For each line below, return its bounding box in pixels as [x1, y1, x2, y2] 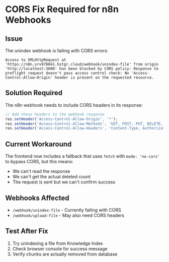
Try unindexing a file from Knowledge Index [12, 240, 103, 246]
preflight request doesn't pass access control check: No [5, 71, 129, 76]
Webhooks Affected [5, 193, 69, 202]
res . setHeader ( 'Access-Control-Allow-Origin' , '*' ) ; [5, 116, 118, 121]
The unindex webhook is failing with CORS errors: [5, 48, 109, 53]
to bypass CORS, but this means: [5, 159, 74, 165]
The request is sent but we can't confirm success [12, 179, 116, 185]
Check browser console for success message [12, 245, 108, 251]
